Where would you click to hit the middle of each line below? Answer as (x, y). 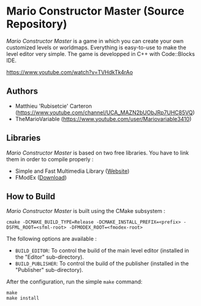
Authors (22, 92)
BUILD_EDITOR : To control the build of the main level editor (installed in (102, 251)
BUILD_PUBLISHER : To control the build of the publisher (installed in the (102, 263)
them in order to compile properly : (50, 159)
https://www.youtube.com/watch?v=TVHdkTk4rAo (70, 72)
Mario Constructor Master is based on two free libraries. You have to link (98, 153)
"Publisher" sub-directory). (49, 270)
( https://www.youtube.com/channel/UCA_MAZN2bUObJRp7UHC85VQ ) (105, 112)
